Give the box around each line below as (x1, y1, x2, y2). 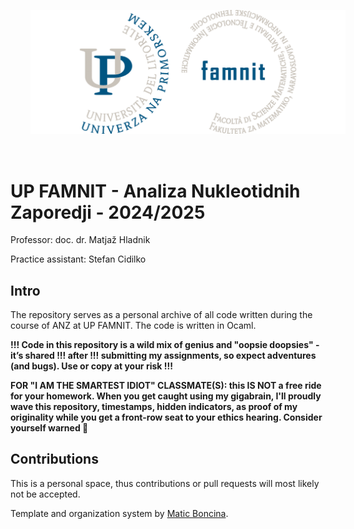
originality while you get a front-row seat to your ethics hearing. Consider (10, 411, 323, 424)
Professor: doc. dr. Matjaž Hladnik (10, 234, 151, 246)
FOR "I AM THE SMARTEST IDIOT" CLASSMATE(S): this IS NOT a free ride (10, 380, 322, 392)
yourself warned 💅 (10, 422, 89, 434)
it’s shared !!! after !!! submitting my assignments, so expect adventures (10, 350, 317, 362)
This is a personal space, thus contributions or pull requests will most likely (10, 477, 320, 489)
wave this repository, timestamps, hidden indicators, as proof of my (10, 401, 298, 413)
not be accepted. (10, 488, 81, 500)
